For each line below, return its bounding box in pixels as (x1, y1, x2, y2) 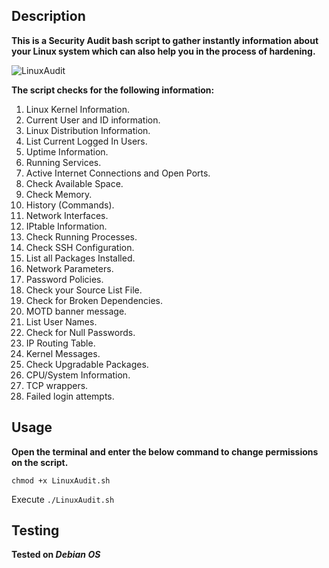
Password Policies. (25, 273, 104, 285)
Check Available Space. (25, 177, 124, 189)
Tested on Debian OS (11, 549, 101, 561)
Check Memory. (25, 188, 93, 200)
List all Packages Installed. (25, 252, 136, 264)
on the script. (11, 456, 69, 468)
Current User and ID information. (25, 114, 161, 126)
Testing (11, 522, 60, 539)
